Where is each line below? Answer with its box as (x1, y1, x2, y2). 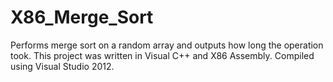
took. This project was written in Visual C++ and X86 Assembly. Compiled (10, 49, 315, 61)
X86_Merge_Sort (10, 6, 154, 29)
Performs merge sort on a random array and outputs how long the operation (10, 39, 324, 51)
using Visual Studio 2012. (10, 60, 115, 72)
